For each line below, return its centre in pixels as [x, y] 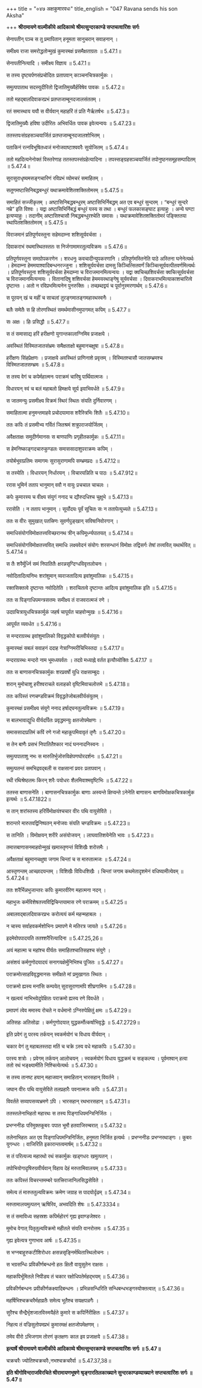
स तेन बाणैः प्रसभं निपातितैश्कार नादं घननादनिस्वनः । [55, 744]
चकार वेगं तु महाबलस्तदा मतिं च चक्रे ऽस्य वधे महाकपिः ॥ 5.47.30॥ [71, 1046]
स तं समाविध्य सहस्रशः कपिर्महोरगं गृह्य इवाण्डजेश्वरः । [56, 1216]
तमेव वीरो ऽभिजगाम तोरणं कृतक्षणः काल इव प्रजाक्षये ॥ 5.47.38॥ [67, 1337]
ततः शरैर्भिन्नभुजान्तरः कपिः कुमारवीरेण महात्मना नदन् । [56, 890]
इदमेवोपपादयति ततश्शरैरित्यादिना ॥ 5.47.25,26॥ [54, 938]
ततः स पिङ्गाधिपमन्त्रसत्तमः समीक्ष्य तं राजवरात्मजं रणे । [58, 600]
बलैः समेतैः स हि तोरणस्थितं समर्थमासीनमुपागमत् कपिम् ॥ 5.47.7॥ [68, 310]
